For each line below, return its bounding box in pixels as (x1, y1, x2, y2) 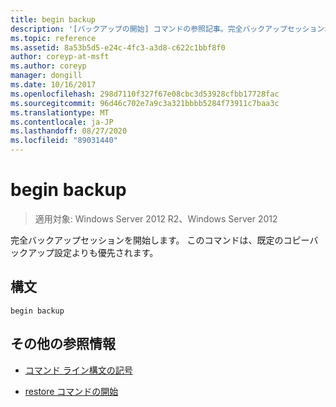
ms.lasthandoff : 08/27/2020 (10, 126, 128, 136)
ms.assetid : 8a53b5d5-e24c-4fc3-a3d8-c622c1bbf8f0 (10, 42, 226, 53)
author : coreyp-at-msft (10, 52, 110, 62)
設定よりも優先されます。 (53, 246, 159, 258)
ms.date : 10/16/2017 (10, 80, 97, 90)
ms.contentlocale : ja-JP (10, 117, 114, 127)
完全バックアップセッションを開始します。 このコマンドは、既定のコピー (10, 234, 310, 246)
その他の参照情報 (10, 336, 116, 353)
